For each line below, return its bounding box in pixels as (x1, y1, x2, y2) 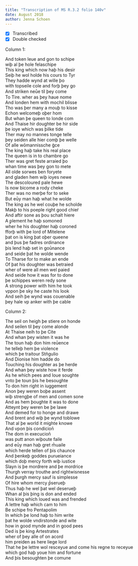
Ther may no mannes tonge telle (5, 131, 72, 137)
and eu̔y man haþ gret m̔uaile (5, 441, 66, 447)
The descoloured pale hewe (5, 179, 63, 185)
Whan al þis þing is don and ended (5, 491, 76, 497)
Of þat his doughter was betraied (5, 261, 73, 267)
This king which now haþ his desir (5, 66, 75, 73)
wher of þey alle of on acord (5, 533, 63, 539)
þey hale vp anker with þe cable (5, 298, 71, 304)
